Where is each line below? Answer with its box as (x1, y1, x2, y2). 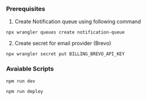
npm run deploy (6, 88, 44, 94)
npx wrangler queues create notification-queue (6, 29, 125, 35)
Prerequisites (6, 5, 45, 13)
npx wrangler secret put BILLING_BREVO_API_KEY (6, 51, 125, 57)
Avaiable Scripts (6, 65, 54, 73)
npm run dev (6, 78, 35, 84)
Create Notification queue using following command (14, 18, 141, 25)
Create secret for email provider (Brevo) (14, 40, 112, 47)
